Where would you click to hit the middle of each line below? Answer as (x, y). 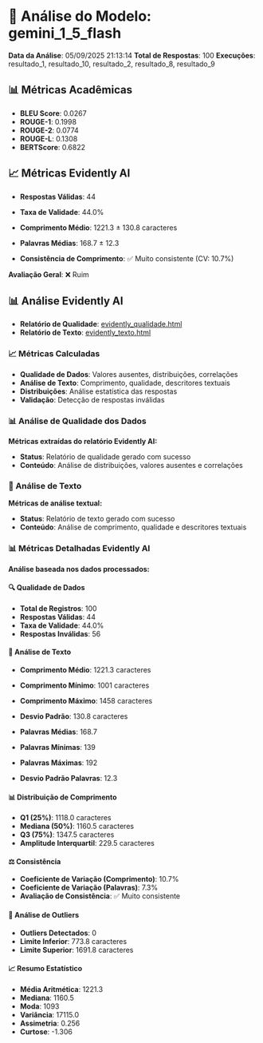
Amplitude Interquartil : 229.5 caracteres (87, 843)
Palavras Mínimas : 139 (57, 747)
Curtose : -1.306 (46, 1031)
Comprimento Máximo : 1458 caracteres (86, 700)
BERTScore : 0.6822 (53, 147)
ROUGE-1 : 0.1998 (48, 121)
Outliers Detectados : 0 (58, 933)
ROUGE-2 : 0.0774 (49, 130)
